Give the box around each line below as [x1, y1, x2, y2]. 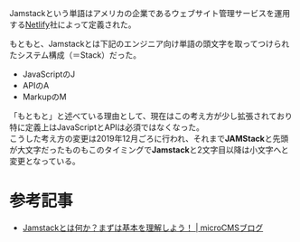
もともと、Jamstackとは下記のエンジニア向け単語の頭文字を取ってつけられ [9, 39, 290, 49]
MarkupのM [22, 91, 67, 102]
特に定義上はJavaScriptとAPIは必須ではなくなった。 [9, 122, 205, 133]
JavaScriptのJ [22, 69, 76, 79]
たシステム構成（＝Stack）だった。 [9, 50, 142, 60]
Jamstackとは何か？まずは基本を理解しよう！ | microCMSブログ [22, 222, 264, 233]
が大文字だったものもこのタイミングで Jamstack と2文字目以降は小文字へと [9, 144, 289, 155]
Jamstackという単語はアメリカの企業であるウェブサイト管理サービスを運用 [9, 8, 291, 18]
